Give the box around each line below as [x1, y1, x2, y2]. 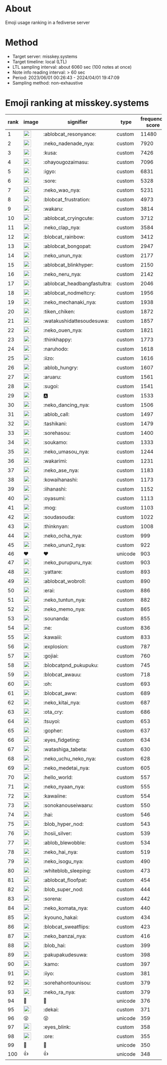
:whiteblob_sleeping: [43, 867, 91, 874]
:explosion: [43, 643, 69, 650]
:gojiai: [43, 652, 59, 659]
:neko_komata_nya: [43, 905, 88, 912]
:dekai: [43, 1006, 59, 1013]
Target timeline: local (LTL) [12, 58, 67, 65]
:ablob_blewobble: [43, 839, 86, 846]
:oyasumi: [43, 495, 66, 502]
